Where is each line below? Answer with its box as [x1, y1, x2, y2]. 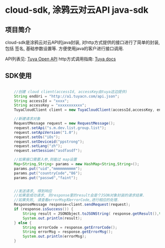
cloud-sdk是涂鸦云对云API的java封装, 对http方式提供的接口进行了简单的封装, [5, 40, 160, 45]
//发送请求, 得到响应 [14, 188, 53, 194]
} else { [14, 220, 32, 225]
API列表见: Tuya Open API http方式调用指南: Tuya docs [5, 56, 116, 62]
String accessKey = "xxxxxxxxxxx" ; [14, 103, 87, 108]
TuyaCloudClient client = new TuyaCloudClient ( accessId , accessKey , [14, 107, 155, 113]
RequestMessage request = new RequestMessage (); [14, 121, 115, 126]
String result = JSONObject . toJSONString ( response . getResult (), [23, 211, 160, 216]
